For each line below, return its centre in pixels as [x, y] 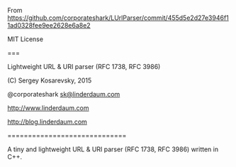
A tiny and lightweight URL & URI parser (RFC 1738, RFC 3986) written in [113, 149]
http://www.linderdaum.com [48, 108]
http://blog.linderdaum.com [47, 122]
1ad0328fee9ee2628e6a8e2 [49, 25]
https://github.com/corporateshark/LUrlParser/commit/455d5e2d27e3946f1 [118, 18]
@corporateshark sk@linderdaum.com [64, 94]
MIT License [26, 39]
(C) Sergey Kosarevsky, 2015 [50, 80]
